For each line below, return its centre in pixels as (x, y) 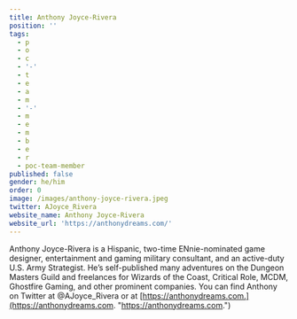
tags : (19, 34)
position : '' (33, 26)
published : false (41, 174)
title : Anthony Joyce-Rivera (63, 17)
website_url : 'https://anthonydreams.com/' (91, 223)
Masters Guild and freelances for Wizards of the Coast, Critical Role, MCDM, (149, 276)
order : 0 (25, 191)
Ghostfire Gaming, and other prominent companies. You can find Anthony (143, 286)
